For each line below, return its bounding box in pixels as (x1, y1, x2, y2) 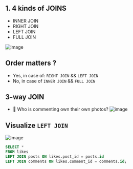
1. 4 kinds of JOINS (5, 4, 66, 13)
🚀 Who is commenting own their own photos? (12, 106, 109, 112)
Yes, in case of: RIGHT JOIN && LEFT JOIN (12, 72, 99, 78)
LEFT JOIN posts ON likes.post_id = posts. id (5, 154, 104, 159)
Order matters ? (5, 59, 57, 68)
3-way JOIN (5, 93, 45, 101)
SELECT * (5, 144, 24, 150)
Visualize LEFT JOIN (5, 121, 68, 130)
